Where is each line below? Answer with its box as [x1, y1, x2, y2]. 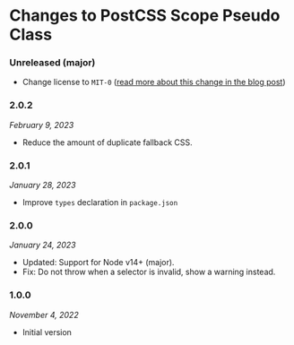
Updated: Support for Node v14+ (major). [22, 257, 175, 268]
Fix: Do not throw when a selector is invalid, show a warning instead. [22, 266, 276, 278]
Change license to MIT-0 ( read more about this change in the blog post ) [22, 77, 286, 88]
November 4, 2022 [9, 309, 79, 320]
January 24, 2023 [9, 239, 76, 251]
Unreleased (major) [9, 56, 96, 69]
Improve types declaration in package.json [22, 197, 178, 208]
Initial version [22, 326, 72, 337]
